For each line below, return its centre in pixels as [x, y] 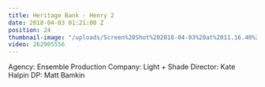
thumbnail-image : [37, 37]
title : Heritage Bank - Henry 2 [61, 15]
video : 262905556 [37, 45]
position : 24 [30, 30]
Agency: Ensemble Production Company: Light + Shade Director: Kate [122, 67]
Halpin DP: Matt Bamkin [47, 75]
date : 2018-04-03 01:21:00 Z [56, 23]
